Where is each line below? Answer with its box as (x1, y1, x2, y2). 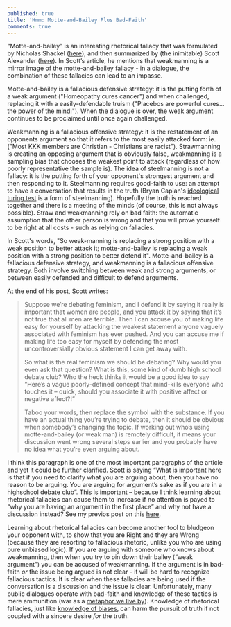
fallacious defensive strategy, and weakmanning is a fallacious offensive (7, 259, 214, 267)
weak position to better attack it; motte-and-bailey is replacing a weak (7, 244, 208, 253)
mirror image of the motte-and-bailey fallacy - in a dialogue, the (7, 64, 189, 73)
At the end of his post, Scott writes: (7, 287, 108, 295)
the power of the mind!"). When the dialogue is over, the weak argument (7, 107, 214, 115)
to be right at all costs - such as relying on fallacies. (7, 223, 155, 232)
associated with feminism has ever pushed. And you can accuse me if (24, 330, 224, 338)
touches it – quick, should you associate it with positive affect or (24, 387, 208, 396)
